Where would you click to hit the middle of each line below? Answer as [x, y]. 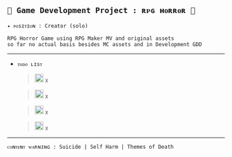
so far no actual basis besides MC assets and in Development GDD [105, 44]
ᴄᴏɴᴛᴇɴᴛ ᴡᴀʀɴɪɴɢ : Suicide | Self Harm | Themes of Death [90, 147]
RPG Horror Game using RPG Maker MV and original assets [91, 38]
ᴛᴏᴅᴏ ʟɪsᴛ [30, 64]
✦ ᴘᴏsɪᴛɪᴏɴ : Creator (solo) [48, 26]
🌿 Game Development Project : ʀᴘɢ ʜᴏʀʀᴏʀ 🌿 [101, 11]
